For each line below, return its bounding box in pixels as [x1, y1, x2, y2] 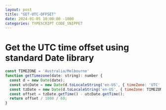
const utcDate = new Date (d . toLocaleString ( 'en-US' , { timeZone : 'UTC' [9, 82, 161, 87]
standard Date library [5, 53, 94, 64]
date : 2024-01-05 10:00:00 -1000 [5, 16, 74, 21]
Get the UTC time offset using [5, 42, 129, 53]
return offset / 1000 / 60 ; [9, 96, 68, 101]
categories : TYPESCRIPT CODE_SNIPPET [5, 21, 83, 26]
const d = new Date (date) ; [9, 78, 65, 82]
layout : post [5, 7, 32, 12]
